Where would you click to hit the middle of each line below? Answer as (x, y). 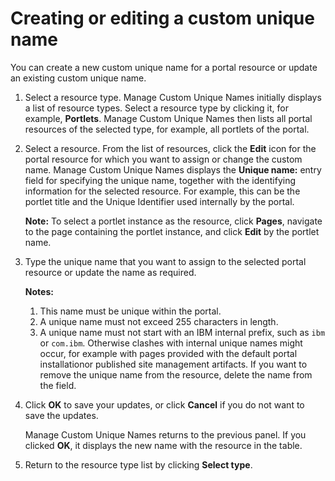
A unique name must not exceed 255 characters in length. (159, 321)
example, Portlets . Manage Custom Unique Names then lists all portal (168, 118)
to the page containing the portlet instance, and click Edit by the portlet (172, 231)
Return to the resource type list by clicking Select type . (138, 464)
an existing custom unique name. (78, 78)
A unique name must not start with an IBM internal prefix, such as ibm (182, 332)
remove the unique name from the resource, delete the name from (176, 374)
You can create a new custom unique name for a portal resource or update (164, 67)
